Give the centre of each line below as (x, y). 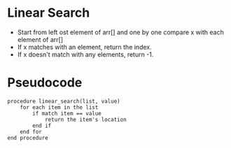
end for (31, 132)
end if (42, 126)
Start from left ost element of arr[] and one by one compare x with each (120, 32)
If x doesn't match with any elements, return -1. (85, 54)
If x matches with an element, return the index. (84, 47)
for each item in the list (59, 107)
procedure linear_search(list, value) (64, 101)
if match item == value (67, 113)
